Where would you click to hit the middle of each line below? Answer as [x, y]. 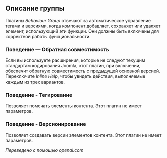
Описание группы [35, 8]
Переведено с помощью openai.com [44, 150]
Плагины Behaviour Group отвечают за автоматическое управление [78, 20]
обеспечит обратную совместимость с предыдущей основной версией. [83, 71]
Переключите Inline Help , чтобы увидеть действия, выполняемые [75, 76]
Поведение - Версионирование [46, 124]
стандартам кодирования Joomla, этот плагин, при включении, [73, 66]
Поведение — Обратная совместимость [57, 49]
